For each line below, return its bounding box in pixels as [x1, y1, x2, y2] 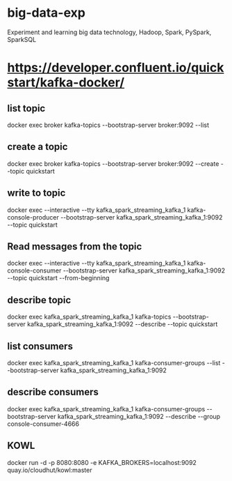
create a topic [7, 141, 68, 153]
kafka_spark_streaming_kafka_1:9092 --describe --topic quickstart [27, 320, 218, 328]
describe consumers [7, 386, 99, 398]
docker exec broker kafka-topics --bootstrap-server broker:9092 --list [7, 121, 210, 129]
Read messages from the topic [7, 240, 142, 252]
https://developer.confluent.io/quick [7, 60, 224, 76]
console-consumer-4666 [7, 420, 80, 428]
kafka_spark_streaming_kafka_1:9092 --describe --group [57, 412, 221, 420]
